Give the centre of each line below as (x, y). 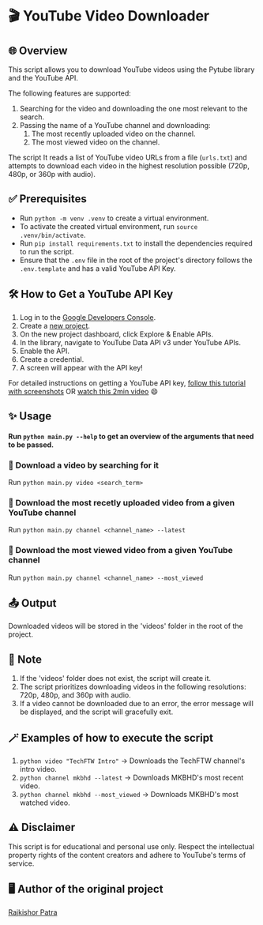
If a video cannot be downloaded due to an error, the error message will (137, 704)
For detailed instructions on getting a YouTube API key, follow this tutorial (127, 383)
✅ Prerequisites (47, 199)
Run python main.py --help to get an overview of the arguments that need (131, 436)
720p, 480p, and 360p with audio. (75, 695)
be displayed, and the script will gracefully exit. (96, 712)
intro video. (38, 769)
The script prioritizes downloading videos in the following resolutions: (133, 687)
